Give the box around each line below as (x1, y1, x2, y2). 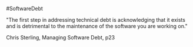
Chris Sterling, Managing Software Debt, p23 (6, 34, 115, 41)
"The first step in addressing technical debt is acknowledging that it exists (6, 16, 185, 23)
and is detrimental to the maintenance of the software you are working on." (6, 23, 188, 29)
